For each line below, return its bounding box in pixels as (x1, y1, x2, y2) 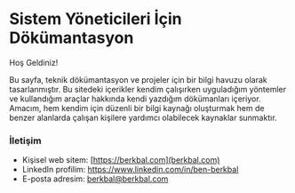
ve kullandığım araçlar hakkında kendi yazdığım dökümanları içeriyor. (9, 93, 261, 104)
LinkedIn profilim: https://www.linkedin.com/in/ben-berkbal (21, 165, 239, 175)
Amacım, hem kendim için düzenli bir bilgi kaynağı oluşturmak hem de (9, 102, 265, 113)
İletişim (9, 134, 42, 147)
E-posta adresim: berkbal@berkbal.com (21, 173, 169, 184)
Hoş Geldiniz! (9, 57, 59, 68)
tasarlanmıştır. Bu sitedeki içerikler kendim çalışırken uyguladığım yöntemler (9, 84, 287, 94)
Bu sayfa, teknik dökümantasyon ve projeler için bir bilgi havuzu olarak (9, 74, 268, 84)
